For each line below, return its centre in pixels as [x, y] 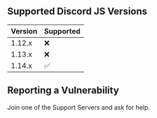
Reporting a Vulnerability [63, 90]
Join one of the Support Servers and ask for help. [79, 107]
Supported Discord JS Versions [77, 12]
